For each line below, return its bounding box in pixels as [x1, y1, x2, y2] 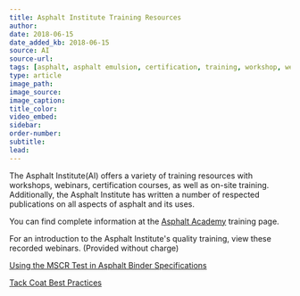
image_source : [9, 87, 62, 96]
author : [9, 21, 38, 30]
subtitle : [9, 137, 46, 146]
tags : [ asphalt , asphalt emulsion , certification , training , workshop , [9, 63, 281, 72]
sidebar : [9, 121, 42, 130]
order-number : [9, 129, 62, 138]
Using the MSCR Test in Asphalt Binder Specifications [9, 259, 207, 270]
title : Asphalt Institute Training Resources [9, 12, 181, 22]
